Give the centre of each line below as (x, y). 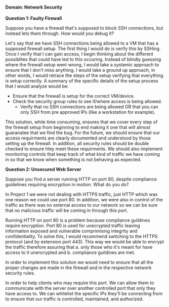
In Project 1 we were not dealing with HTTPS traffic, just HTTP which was (81, 194)
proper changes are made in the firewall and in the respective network (78, 268)
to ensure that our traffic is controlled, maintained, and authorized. (74, 299)
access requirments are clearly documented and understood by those (78, 138)
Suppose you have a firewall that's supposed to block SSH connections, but (84, 28)
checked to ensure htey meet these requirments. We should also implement (84, 149)
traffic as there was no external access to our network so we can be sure (81, 205)
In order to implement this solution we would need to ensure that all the (79, 262)
